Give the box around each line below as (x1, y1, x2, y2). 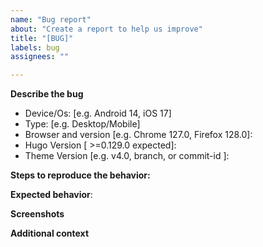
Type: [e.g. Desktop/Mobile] (24, 118, 141, 130)
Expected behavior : (10, 189, 93, 201)
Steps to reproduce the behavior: (10, 169, 151, 181)
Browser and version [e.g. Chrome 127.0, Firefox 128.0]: (24, 129, 253, 141)
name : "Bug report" (10, 14, 92, 25)
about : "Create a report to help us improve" (10, 24, 203, 34)
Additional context (10, 227, 90, 240)
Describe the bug (10, 88, 84, 100)
